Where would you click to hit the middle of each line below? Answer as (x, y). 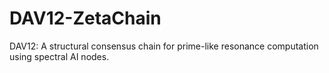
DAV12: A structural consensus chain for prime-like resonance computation (164, 46)
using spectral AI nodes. (59, 56)
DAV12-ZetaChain (85, 18)
